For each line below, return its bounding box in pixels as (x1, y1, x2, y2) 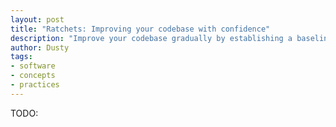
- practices (10, 80, 60, 90)
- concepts (10, 71, 56, 81)
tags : (10, 52, 33, 62)
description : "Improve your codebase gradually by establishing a (10, 33, 293, 43)
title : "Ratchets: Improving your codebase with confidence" (10, 24, 271, 34)
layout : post (10, 14, 65, 25)
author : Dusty (10, 42, 70, 53)
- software (10, 61, 56, 71)
